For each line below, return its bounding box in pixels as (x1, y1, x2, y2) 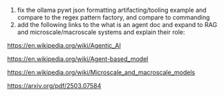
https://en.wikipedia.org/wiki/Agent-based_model (7, 55, 149, 63)
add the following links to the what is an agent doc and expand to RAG (17, 21, 218, 28)
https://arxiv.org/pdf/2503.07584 (7, 82, 102, 89)
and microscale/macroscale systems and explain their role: (17, 28, 185, 36)
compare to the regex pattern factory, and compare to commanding (17, 13, 210, 21)
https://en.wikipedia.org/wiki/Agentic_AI (7, 42, 121, 49)
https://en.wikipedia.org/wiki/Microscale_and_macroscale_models (7, 69, 196, 76)
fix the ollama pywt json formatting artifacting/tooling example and (17, 6, 207, 14)
